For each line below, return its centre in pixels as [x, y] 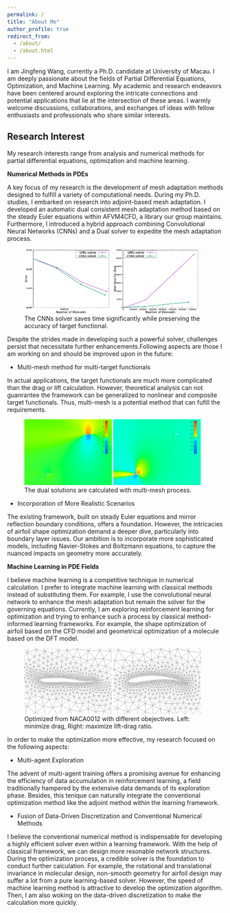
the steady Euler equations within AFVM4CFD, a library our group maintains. [115, 216]
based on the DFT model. [43, 638]
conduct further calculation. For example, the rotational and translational [109, 866]
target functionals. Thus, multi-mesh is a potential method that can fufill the [114, 402]
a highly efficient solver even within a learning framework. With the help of [113, 844]
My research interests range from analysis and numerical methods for [106, 153]
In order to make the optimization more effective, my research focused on [111, 739]
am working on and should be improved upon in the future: [90, 354]
